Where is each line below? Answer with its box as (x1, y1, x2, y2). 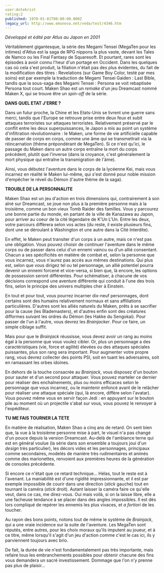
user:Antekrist (5, 7, 36, 12)
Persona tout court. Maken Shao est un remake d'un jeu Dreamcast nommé (5, 85, 157, 91)
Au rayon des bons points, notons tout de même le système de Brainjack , (5, 517, 153, 522)
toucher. (5, 507, 22, 513)
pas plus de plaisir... (5, 563, 46, 569)
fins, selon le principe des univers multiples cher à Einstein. (5, 283, 125, 289)
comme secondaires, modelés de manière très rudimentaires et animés (5, 451, 148, 457)
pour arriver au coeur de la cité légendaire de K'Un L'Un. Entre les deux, (5, 216, 150, 222)
